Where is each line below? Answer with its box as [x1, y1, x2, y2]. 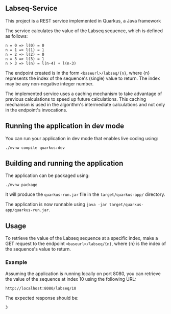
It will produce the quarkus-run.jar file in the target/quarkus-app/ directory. [5, 191, 165, 197]
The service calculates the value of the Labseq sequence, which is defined [5, 28, 163, 34]
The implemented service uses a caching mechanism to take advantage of [5, 91, 162, 97]
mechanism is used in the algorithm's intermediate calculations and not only [5, 101, 165, 107]
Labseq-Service [5, 4, 58, 13]
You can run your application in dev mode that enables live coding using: [5, 135, 158, 141]
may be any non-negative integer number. [5, 80, 94, 86]
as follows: [5, 33, 28, 39]
